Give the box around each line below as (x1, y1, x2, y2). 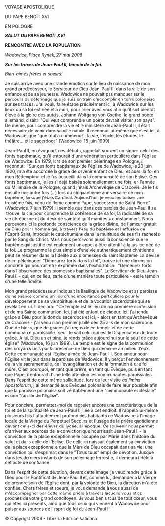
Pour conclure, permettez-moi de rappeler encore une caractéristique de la (5, 402, 158, 408)
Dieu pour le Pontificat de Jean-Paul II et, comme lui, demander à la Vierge (5, 475, 156, 480)
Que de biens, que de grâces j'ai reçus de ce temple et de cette (5, 325, 134, 330)
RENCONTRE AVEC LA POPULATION (5, 42, 81, 48)
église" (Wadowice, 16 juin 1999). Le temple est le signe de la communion (5, 340, 154, 346)
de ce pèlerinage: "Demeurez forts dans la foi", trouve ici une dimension (5, 258, 152, 263)
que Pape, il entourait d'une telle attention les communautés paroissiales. (5, 372, 153, 377)
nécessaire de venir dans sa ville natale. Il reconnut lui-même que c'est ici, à (5, 128, 160, 133)
